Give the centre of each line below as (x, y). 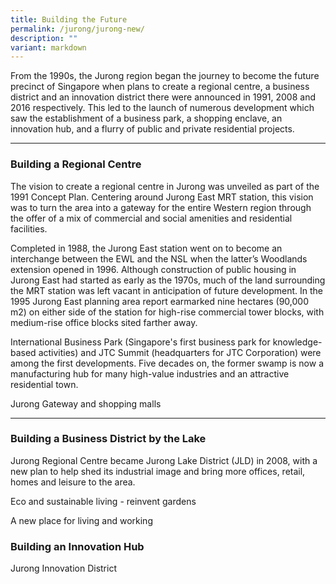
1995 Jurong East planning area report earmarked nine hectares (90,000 (159, 301)
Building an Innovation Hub (77, 546)
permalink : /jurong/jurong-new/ (77, 29)
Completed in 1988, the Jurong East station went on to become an (146, 248)
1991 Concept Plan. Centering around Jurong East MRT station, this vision (162, 197)
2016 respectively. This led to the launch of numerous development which (162, 108)
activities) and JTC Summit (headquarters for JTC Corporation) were (180, 352)
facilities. (29, 228)
